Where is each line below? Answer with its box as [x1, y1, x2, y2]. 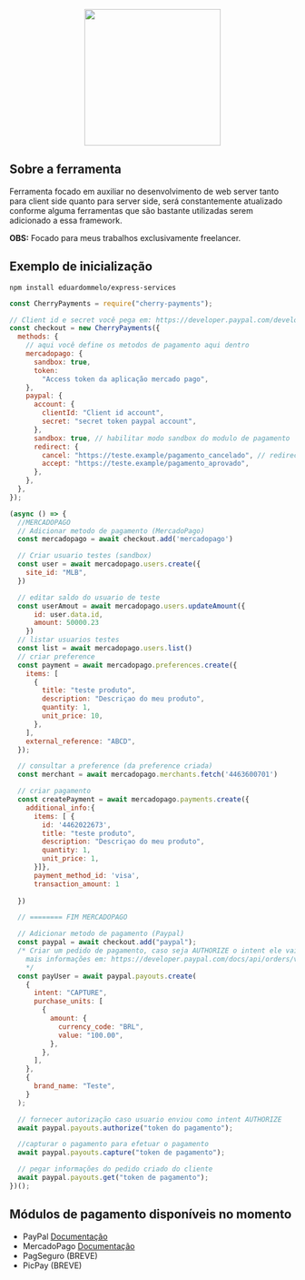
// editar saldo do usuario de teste [17, 592, 161, 602]
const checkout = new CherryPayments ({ [9, 324, 161, 333]
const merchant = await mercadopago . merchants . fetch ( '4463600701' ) [17, 770, 279, 780]
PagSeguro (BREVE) [22, 1250, 98, 1261]
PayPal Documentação [22, 1231, 108, 1242]
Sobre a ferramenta [9, 162, 122, 177]
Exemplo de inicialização [9, 259, 152, 275]
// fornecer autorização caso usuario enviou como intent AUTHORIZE [17, 1114, 282, 1124]
